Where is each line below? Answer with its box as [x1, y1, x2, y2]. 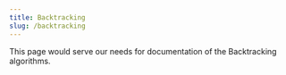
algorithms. [9, 55, 51, 66]
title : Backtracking [9, 12, 87, 22]
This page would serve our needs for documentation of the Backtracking [9, 46, 277, 56]
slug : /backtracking [9, 21, 87, 30]
